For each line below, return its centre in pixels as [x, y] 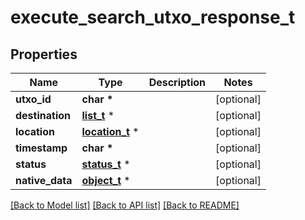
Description [177, 82]
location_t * [110, 131]
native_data [44, 180]
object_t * [106, 180]
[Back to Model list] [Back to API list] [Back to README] [125, 205]
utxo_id [33, 99]
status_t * [106, 164]
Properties [44, 54]
